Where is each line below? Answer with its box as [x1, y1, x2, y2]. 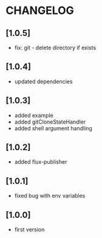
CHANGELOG [5, 4, 74, 18]
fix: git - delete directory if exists [14, 44, 97, 51]
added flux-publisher [14, 158, 67, 166]
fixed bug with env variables [14, 192, 86, 200]
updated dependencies [14, 77, 73, 85]
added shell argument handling [14, 124, 92, 131]
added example [14, 111, 54, 119]
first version [14, 226, 45, 233]
